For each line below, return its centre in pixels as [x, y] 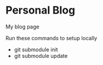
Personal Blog [40, 10]
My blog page [22, 27]
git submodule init [36, 49]
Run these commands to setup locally [51, 38]
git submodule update [41, 56]
